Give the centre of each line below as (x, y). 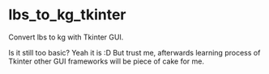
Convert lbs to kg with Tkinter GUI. (66, 37)
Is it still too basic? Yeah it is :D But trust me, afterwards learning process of (134, 52)
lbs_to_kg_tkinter (67, 15)
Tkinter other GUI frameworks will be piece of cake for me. (107, 61)
